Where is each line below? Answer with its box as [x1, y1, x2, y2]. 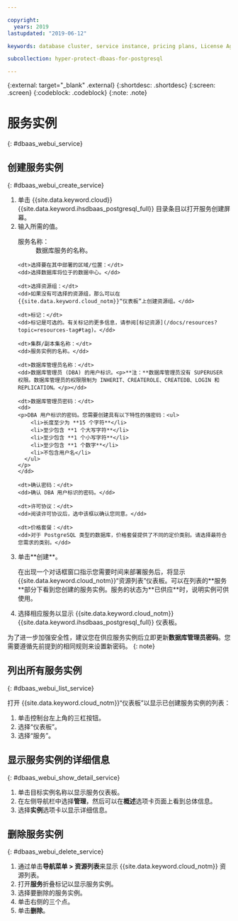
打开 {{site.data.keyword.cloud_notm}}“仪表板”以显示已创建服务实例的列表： [7, 699, 231, 707]
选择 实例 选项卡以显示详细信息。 [17, 806, 111, 814]
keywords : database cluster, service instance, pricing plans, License [7, 43, 223, 50]
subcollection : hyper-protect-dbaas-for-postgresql [7, 55, 163, 62]
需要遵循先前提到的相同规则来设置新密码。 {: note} [7, 642, 156, 650]
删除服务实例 [7, 828, 64, 840]
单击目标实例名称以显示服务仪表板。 [17, 788, 124, 796]
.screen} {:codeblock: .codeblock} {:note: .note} [7, 89, 147, 97]
